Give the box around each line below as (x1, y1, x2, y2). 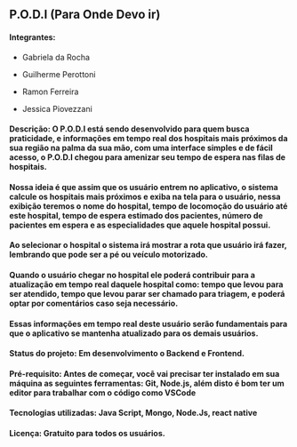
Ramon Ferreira (21, 86, 79, 97)
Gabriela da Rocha (21, 52, 91, 62)
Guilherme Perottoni (21, 68, 96, 79)
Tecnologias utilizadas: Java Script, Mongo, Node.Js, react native (9, 408, 258, 419)
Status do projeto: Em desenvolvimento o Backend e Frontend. (9, 348, 245, 359)
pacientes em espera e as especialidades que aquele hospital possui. (9, 220, 271, 230)
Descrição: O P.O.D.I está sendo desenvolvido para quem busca (9, 124, 250, 134)
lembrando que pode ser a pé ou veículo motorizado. (9, 249, 209, 260)
